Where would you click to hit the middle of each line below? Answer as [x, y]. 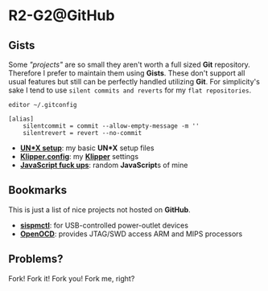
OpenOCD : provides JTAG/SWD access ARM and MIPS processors [131, 234]
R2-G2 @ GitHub [62, 16]
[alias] [21, 119]
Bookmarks [38, 190]
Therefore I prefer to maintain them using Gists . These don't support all [127, 73]
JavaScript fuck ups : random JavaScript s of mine [104, 165]
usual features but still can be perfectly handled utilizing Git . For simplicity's [134, 82]
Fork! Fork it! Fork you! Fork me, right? [72, 278]
